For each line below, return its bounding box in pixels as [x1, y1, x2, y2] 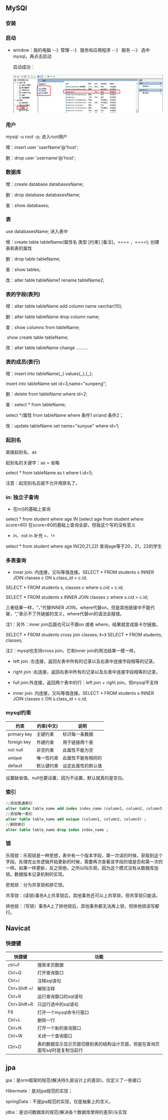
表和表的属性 [5, 245, 32, 251]
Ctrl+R [7, 993, 21, 999]
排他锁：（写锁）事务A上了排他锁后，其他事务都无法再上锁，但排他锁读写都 [5, 903, 160, 909]
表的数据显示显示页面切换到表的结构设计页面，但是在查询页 [37, 1040, 160, 1047]
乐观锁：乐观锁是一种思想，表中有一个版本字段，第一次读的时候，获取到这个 [5, 852, 163, 858]
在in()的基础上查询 [12, 506, 51, 512]
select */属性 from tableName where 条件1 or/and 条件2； [5, 412, 124, 418]
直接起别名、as [5, 449, 37, 455]
